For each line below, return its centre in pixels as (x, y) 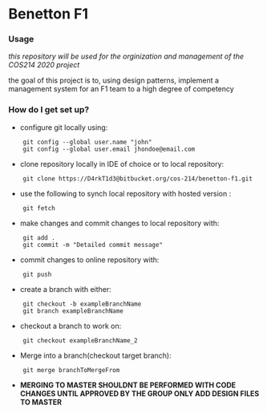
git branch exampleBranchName (73, 311)
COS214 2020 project (44, 65)
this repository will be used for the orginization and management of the (126, 56)
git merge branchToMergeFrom (71, 370)
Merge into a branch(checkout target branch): (95, 355)
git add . (39, 237)
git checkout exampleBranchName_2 (80, 340)
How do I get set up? (49, 110)
